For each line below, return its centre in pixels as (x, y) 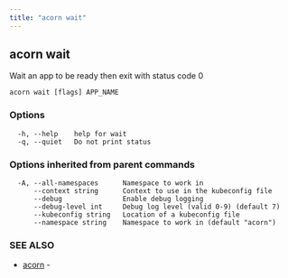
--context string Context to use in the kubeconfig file (153, 191)
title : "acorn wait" (48, 18)
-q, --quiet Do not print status (84, 142)
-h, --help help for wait (72, 134)
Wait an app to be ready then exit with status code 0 (107, 76)
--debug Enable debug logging (118, 199)
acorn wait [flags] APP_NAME (64, 93)
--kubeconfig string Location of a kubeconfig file (137, 215)
